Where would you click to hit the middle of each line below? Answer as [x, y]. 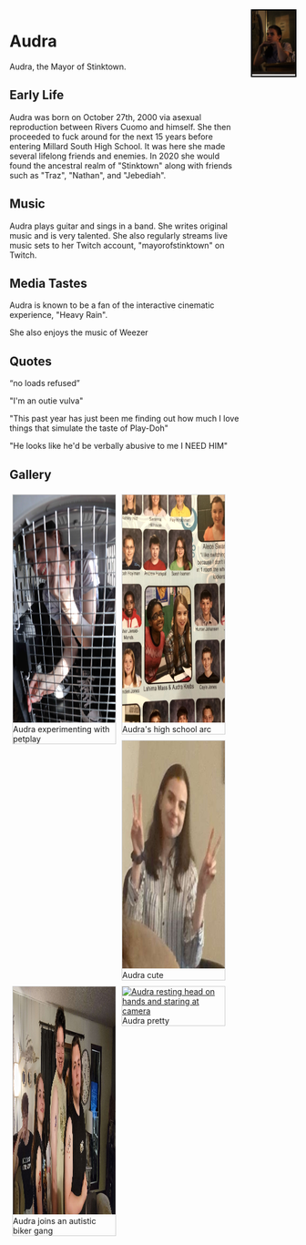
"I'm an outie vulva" [46, 401]
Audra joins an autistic [55, 1221]
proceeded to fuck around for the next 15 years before [112, 137]
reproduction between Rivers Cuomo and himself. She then [120, 127]
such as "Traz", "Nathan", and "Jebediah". [88, 175]
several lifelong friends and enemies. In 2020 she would [115, 156]
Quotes [31, 361]
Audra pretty [146, 1020]
